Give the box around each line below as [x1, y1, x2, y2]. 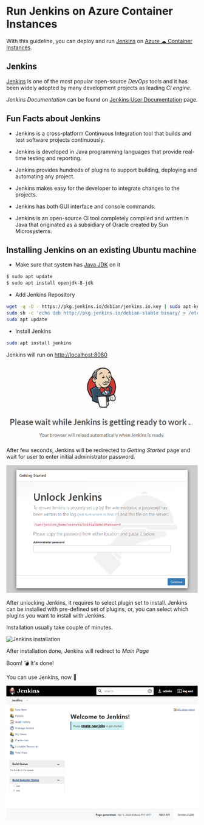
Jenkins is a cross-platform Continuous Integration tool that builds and [15, 130, 192, 137]
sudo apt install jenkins [6, 339, 72, 346]
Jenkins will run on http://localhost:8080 [6, 351, 107, 358]
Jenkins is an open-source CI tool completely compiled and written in [15, 214, 189, 221]
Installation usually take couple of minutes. [6, 624, 114, 631]
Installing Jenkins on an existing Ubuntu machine [6, 245, 197, 255]
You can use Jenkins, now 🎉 [6, 674, 77, 681]
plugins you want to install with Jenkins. [6, 611, 106, 619]
